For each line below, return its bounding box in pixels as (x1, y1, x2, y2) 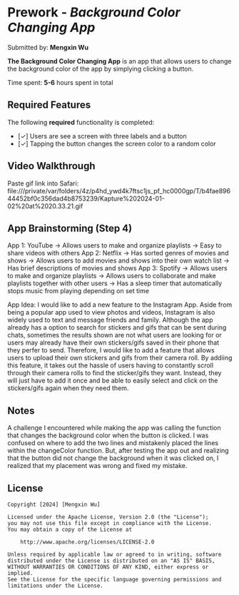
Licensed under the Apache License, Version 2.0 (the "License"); (7, 514, 209, 521)
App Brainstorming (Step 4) (7, 222, 133, 234)
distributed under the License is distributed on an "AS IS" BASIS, (7, 557, 215, 564)
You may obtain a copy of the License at (7, 526, 133, 533)
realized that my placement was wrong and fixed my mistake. (7, 462, 188, 470)
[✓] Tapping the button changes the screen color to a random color (17, 139, 216, 148)
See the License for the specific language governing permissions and (7, 576, 222, 583)
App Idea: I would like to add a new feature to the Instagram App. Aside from (7, 300, 233, 309)
